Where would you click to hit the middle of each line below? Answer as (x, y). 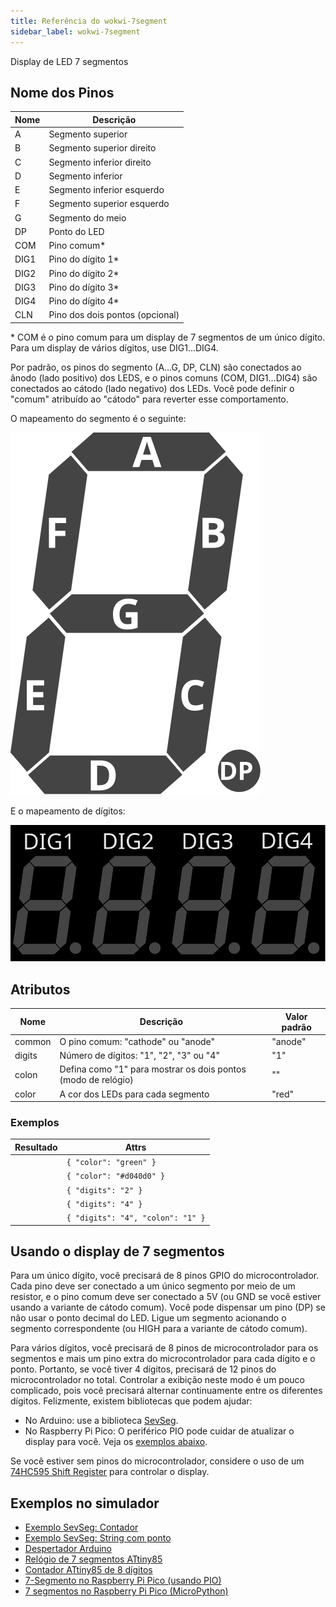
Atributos (40, 989)
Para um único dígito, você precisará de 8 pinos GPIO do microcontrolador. (165, 1276)
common (33, 1041)
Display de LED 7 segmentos (69, 61)
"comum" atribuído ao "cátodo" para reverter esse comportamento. (149, 399)
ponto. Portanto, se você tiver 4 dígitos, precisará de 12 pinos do (143, 1369)
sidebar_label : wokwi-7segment (75, 31)
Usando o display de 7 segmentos (117, 1251)
